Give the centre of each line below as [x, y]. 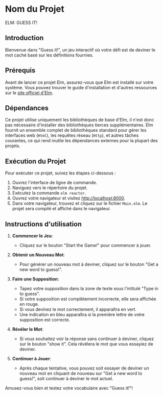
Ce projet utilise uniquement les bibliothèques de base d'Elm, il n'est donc [80, 120]
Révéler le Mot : [28, 329]
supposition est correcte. [45, 320]
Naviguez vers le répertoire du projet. [50, 188]
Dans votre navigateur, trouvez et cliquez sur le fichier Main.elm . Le [80, 203]
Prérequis [20, 70]
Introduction [24, 38]
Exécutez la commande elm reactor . [49, 193]
